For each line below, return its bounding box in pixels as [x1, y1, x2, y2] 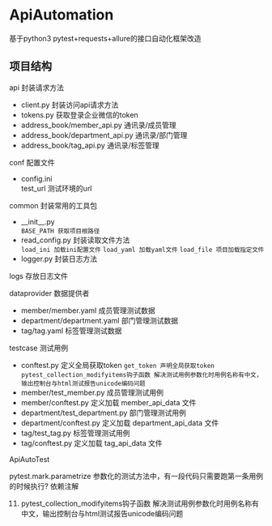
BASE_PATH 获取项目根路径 [20, 227, 100, 235]
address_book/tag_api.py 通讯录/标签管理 [20, 140, 160, 150]
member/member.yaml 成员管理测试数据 [20, 306, 156, 315]
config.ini [20, 173, 53, 183]
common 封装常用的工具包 [9, 200, 98, 210]
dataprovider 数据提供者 [9, 288, 90, 297]
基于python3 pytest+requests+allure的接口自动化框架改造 [9, 33, 202, 43]
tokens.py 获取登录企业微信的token [20, 109, 138, 119]
